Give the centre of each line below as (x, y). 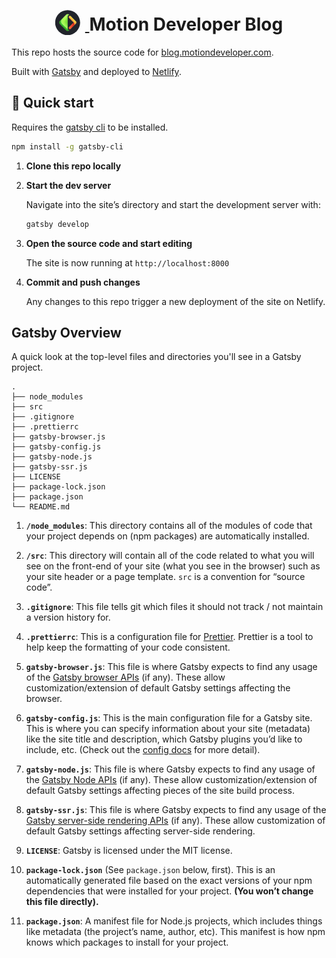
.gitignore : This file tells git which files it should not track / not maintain (174, 607)
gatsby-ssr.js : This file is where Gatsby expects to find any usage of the (176, 810)
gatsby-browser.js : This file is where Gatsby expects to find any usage (171, 667)
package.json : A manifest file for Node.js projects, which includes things (174, 921)
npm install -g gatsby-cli (67, 146)
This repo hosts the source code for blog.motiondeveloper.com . (142, 52)
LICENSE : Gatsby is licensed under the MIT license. (129, 851)
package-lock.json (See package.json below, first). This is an (150, 870)
